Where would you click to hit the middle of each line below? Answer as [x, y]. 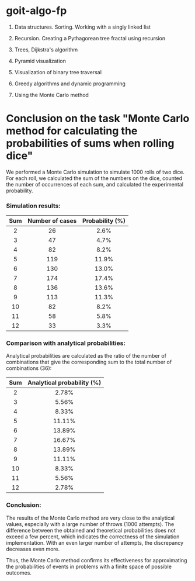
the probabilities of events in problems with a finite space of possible [89, 566]
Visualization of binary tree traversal [58, 72]
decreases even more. [33, 549]
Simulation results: [34, 206]
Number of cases [52, 221]
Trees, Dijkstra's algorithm [46, 49]
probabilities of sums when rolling [90, 143]
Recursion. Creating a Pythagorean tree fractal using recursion [90, 38]
